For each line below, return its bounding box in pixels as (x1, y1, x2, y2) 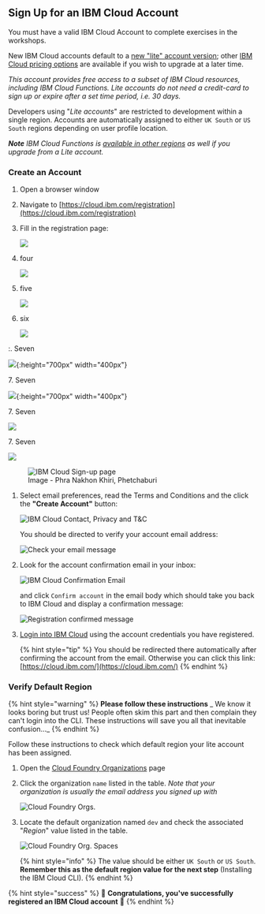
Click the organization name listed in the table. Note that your (19, 778, 215, 788)
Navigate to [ (19, 200, 62, 210)
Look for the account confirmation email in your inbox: (19, 560, 196, 570)
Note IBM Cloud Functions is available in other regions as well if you (8, 138, 230, 148)
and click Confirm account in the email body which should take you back (19, 591, 255, 600)
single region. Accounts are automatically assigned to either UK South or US (8, 114, 251, 125)
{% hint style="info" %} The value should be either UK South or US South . (19, 856, 256, 866)
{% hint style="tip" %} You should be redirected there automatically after (19, 645, 257, 655)
